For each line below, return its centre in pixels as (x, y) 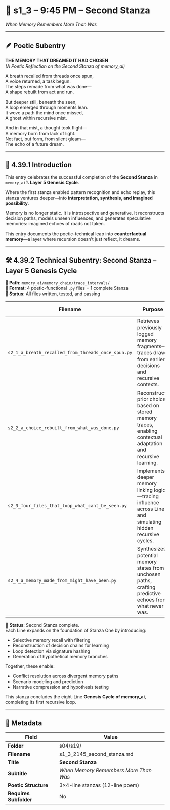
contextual (150, 437)
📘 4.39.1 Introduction (39, 165)
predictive (149, 594)
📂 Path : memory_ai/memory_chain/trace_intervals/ (58, 283)
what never (150, 606)
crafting (146, 587)
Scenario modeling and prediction (48, 682)
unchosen (149, 574)
